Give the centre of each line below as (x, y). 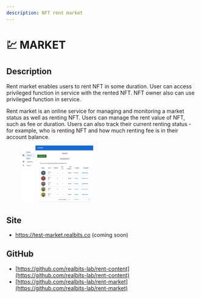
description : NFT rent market (45, 13)
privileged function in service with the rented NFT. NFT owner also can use (100, 93)
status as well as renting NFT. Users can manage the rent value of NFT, (96, 117)
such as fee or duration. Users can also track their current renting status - (99, 124)
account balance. (28, 137)
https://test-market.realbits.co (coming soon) (72, 235)
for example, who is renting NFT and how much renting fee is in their (92, 130)
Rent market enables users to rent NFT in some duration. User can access (99, 86)
